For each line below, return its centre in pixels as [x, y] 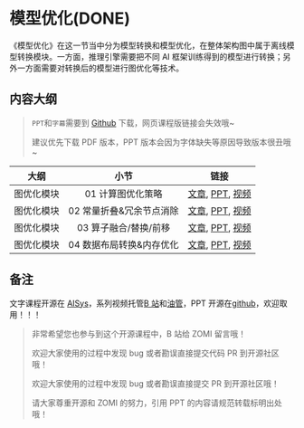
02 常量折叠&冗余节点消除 [123, 211]
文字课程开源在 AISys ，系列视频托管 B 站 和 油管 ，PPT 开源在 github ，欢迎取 [148, 303]
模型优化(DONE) [70, 19]
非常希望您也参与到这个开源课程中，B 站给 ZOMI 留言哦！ [139, 333]
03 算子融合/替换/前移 [123, 227]
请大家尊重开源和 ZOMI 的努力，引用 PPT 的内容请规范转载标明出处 [157, 403]
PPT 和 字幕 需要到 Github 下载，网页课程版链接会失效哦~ [133, 122]
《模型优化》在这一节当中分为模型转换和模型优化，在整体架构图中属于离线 [148, 45]
